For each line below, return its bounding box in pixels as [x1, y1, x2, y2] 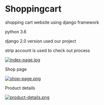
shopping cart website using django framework [5, 19, 99, 25]
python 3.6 [5, 29, 27, 34]
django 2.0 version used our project [5, 38, 76, 44]
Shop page [5, 66, 27, 72]
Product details [5, 85, 35, 90]
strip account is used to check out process [5, 47, 90, 53]
